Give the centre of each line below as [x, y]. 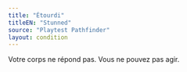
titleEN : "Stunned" [40, 23]
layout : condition [38, 37]
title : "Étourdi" [36, 15]
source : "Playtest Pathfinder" [59, 30]
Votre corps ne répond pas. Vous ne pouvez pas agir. [94, 59]
